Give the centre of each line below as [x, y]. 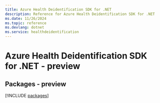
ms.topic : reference [26, 23]
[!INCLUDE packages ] [27, 96]
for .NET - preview [43, 66]
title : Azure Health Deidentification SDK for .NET [58, 9]
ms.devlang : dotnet [25, 28]
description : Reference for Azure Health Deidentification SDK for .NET [80, 14]
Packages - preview [36, 84]
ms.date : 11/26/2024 [26, 18]
